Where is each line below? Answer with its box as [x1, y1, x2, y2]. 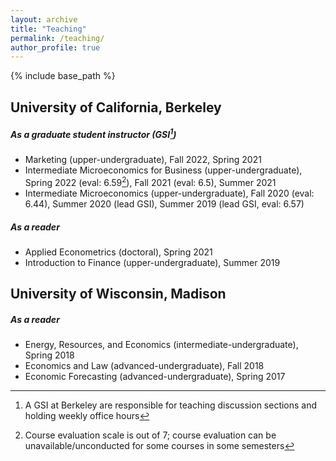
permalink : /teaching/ [10, 33, 105, 43]
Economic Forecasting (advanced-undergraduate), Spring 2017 [24, 371, 286, 383]
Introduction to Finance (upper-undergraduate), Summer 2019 [24, 256, 281, 268]
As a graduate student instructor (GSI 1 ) [10, 127, 177, 140]
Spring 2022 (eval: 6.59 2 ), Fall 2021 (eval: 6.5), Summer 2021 [24, 175, 277, 188]
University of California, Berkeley [10, 99, 222, 116]
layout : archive [10, 14, 78, 25]
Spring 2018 [24, 349, 75, 361]
